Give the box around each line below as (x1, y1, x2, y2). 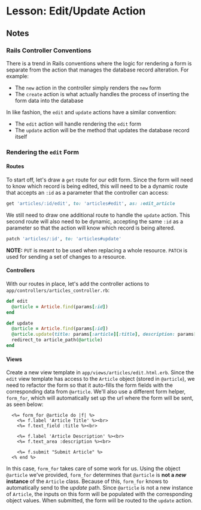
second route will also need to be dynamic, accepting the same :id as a (6, 217, 184, 225)
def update (6, 320, 33, 326)
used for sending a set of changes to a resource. (6, 253, 127, 260)
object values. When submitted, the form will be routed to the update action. (6, 497, 193, 504)
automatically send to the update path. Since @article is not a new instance (6, 484, 193, 491)
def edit (6, 298, 28, 304)
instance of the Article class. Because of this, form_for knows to (6, 478, 169, 485)
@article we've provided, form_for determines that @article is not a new (6, 472, 187, 479)
